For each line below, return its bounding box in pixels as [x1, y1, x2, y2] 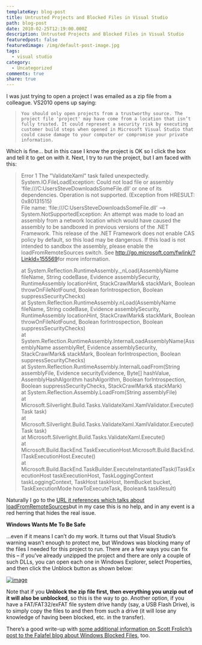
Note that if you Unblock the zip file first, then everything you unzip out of [6, 588, 194, 596]
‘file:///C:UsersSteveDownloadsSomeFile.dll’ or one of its [20, 185, 162, 192]
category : [6, 59, 31, 65]
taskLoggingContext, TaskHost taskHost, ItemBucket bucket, [20, 479, 173, 486]
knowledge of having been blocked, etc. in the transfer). [6, 614, 145, 621]
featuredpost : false [6, 37, 58, 43]
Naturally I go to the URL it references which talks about [6, 497, 145, 504]
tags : [6, 48, 20, 54]
